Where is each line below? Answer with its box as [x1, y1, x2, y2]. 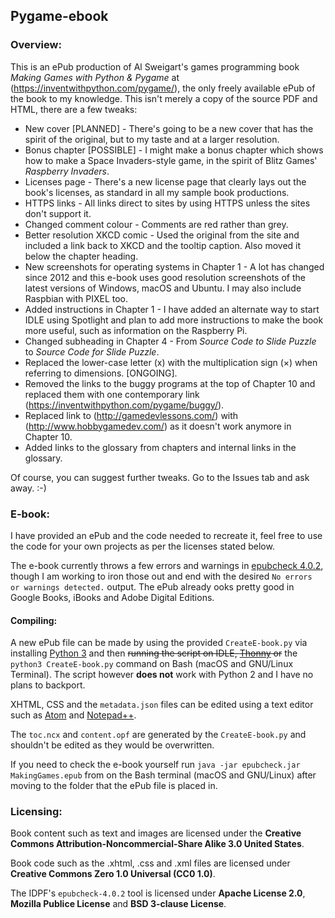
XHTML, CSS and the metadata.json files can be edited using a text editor [10, 699, 314, 711]
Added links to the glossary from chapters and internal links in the [24, 441, 297, 453]
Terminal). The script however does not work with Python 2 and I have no [10, 669, 314, 681]
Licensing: [10, 805, 63, 819]
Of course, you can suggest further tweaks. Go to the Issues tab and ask [10, 471, 310, 483]
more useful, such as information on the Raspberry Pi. [24, 324, 248, 336]
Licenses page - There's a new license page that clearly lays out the [24, 175, 307, 188]
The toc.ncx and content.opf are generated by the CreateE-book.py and [10, 729, 307, 741]
